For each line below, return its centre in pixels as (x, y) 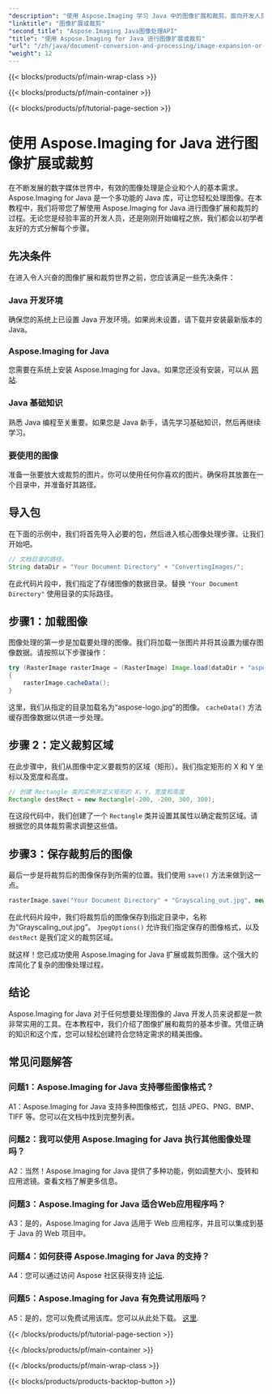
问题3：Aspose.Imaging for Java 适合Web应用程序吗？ (117, 1203)
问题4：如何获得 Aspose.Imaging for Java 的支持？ (109, 1256)
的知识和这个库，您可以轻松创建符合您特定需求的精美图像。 (108, 1034)
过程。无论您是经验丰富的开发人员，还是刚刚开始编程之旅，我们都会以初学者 (136, 218)
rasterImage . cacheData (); (67, 683)
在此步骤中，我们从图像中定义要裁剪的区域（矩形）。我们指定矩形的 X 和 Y (132, 766)
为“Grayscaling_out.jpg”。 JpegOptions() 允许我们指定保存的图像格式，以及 (134, 927)
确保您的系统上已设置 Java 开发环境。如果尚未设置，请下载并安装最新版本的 (136, 320)
